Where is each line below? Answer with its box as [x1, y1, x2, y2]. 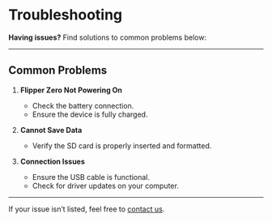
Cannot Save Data [19, 125, 83, 134]
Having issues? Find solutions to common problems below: [8, 32, 207, 42]
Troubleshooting [8, 6, 123, 24]
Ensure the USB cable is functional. [32, 172, 150, 181]
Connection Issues [19, 156, 85, 166]
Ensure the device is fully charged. [32, 109, 148, 119]
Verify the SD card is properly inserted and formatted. [32, 140, 212, 151]
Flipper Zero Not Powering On [19, 85, 123, 95]
